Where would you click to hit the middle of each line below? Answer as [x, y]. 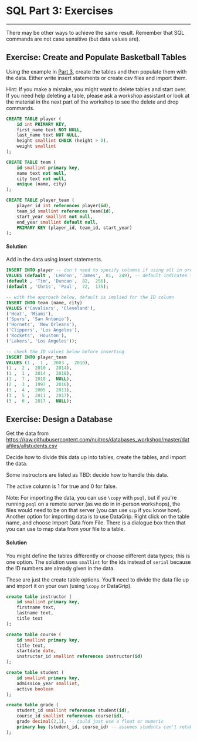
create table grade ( [33, 705]
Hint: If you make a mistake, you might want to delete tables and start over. [96, 89]
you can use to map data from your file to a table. [66, 529]
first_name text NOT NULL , [50, 130]
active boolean [35, 689]
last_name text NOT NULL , [48, 135]
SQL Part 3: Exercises [60, 11]
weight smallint [37, 146]
